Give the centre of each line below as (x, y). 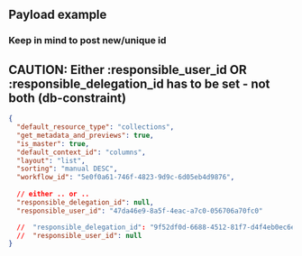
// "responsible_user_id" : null (79, 235)
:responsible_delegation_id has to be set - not (139, 83)
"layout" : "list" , (51, 160)
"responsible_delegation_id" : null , (85, 202)
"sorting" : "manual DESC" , (67, 169)
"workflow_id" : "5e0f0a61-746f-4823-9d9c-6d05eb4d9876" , (126, 178)
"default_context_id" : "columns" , (81, 152)
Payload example (58, 15)
